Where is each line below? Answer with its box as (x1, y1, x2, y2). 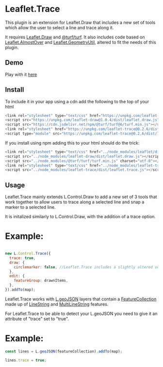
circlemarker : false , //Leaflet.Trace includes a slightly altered (14, 264, 153, 270)
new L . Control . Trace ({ (5, 251, 51, 256)
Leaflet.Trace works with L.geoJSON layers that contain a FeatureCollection (5, 296, 157, 302)
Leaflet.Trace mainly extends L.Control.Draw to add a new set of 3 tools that (5, 194, 157, 200)
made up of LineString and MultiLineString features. (5, 301, 109, 307)
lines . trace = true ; (5, 358, 47, 363)
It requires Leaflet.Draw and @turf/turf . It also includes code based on (5, 34, 145, 40)
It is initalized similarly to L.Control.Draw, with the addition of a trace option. (5, 214, 156, 220)
